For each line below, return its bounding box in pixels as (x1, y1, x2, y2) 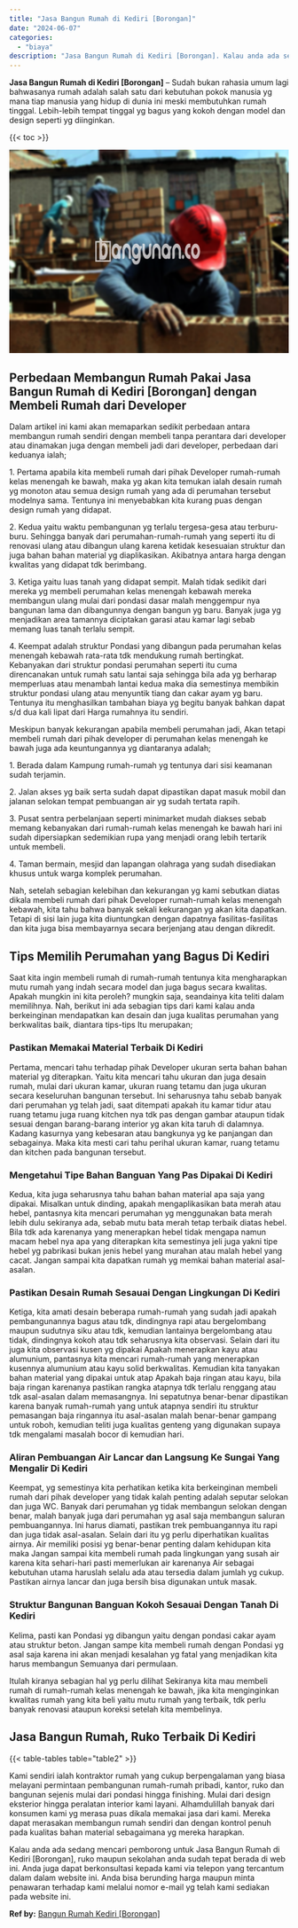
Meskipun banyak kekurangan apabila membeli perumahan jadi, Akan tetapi (9, 724, 286, 735)
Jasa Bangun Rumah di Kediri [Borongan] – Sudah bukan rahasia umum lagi (9, 77, 289, 88)
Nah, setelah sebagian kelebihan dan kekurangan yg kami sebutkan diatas (9, 885, 280, 896)
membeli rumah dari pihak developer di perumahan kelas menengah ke (9, 733, 269, 744)
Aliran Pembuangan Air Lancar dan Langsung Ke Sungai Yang (9, 1451, 280, 1463)
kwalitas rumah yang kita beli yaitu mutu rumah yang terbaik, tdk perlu (9, 1694, 266, 1705)
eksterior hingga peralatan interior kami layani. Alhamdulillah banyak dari (9, 1799, 275, 1809)
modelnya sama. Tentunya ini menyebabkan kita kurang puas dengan (9, 495, 263, 506)
